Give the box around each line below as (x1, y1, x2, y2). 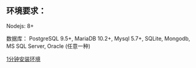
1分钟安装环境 (6, 55, 41, 63)
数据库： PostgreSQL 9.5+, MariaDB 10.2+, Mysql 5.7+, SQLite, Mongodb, (6, 35, 191, 42)
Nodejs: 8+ (6, 22, 35, 29)
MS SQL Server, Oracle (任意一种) (6, 42, 91, 50)
